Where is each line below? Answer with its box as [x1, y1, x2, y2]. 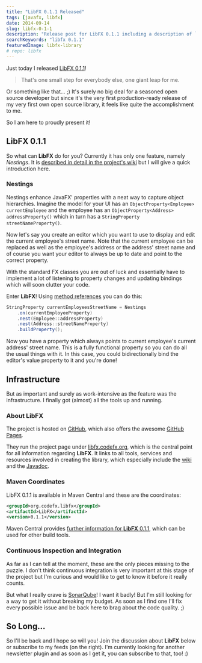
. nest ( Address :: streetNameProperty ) [17, 321, 109, 327]
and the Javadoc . [6, 462, 49, 470]
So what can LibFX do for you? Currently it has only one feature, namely [6, 152, 185, 160]
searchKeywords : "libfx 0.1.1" [6, 37, 85, 43]
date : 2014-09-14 [6, 20, 50, 26]
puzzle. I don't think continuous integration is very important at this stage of [6, 567, 194, 574]
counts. [6, 579, 25, 587]
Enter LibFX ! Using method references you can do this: [6, 293, 142, 300]
